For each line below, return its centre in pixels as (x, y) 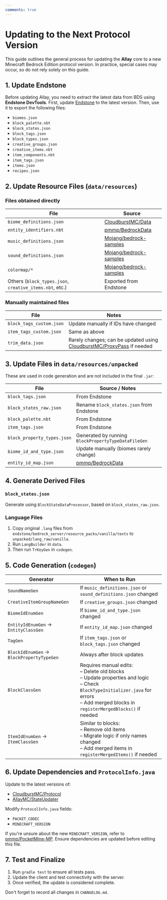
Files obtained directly (33, 200)
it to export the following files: (36, 108)
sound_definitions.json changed (119, 594)
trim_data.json (26, 343)
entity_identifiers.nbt (36, 230)
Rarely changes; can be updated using (113, 340)
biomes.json (25, 118)
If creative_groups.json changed (119, 602)
